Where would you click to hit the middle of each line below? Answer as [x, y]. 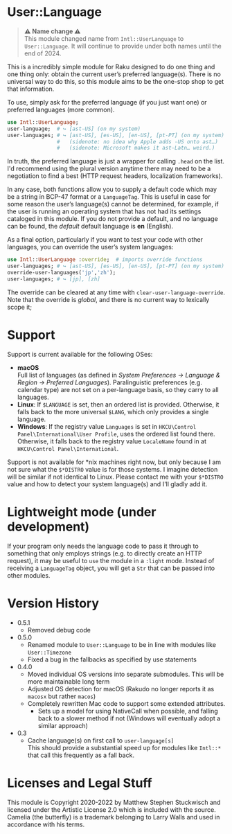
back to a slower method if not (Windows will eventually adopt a [129, 718]
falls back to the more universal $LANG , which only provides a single [113, 411]
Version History [53, 603]
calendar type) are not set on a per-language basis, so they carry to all [118, 389]
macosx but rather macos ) [62, 696]
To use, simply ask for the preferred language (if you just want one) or [107, 102]
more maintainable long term [69, 681]
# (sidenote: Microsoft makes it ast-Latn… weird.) [136, 148]
